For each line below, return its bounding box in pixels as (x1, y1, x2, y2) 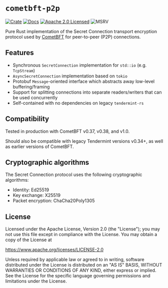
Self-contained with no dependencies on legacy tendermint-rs (12, 100, 144, 106)
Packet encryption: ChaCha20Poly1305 (12, 197, 95, 204)
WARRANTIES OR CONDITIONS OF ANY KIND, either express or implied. (5, 267, 156, 273)
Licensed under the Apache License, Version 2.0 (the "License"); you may (5, 226, 160, 232)
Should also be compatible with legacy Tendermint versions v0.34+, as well (5, 138, 163, 144)
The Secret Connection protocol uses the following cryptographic (5, 171, 143, 178)
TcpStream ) (12, 67, 36, 73)
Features (5, 48, 34, 57)
